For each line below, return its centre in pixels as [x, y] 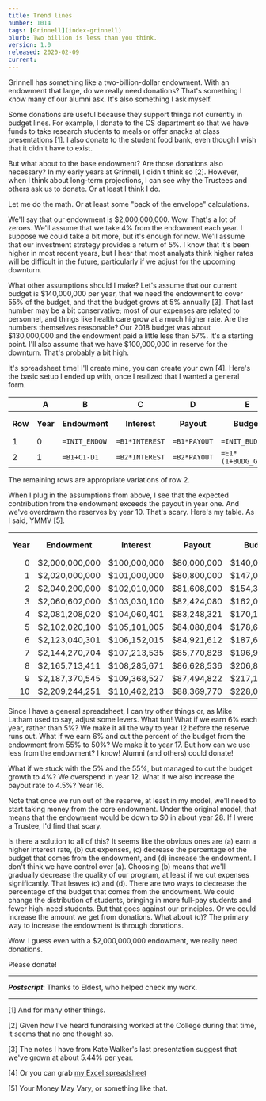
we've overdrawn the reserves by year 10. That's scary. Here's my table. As [131, 512]
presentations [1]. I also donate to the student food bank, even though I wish [132, 139]
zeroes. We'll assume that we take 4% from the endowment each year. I [125, 227]
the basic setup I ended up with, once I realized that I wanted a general [124, 376]
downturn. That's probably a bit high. [68, 352]
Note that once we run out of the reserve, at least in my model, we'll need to [132, 800]
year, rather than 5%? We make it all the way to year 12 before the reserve [129, 728]
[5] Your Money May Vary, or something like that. [88, 1088]
